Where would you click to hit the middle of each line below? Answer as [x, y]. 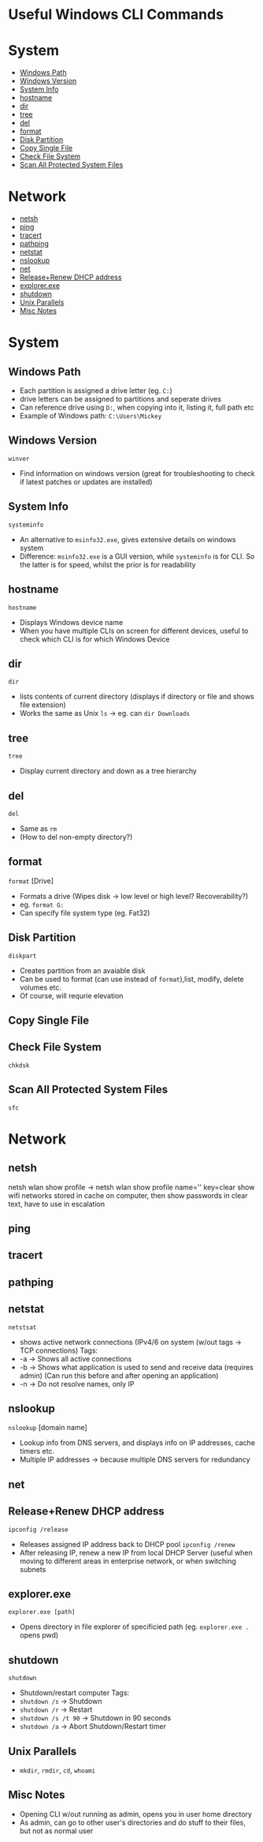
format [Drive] [31, 881]
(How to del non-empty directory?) [76, 837]
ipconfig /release [38, 1529]
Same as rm [38, 828]
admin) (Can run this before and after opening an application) [119, 1376]
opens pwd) [39, 1635]
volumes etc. [40, 987]
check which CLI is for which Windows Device [94, 639]
